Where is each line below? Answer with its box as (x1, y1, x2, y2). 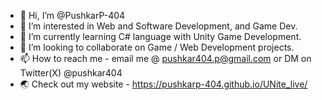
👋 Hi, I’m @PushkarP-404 (19, 10, 126, 21)
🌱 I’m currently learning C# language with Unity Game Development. (19, 31, 302, 42)
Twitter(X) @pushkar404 (19, 67, 123, 79)
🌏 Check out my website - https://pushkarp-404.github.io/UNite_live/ (19, 78, 308, 90)
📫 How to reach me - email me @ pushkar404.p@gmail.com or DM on (19, 53, 312, 64)
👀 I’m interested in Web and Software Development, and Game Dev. (19, 20, 298, 32)
